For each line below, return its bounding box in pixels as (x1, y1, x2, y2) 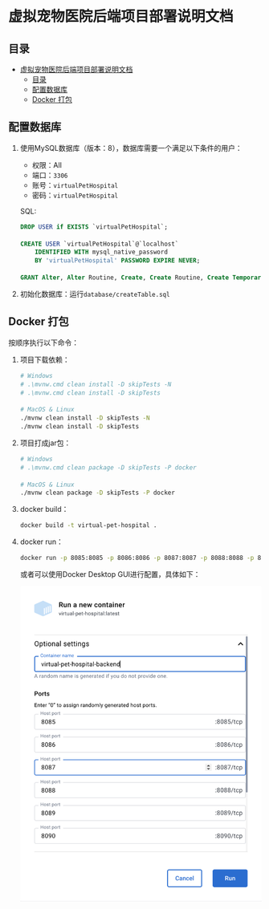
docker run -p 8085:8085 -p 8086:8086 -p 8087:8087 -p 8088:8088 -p (19, 554, 255, 562)
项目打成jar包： (19, 438, 71, 448)
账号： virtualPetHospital (31, 180, 119, 189)
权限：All (31, 160, 63, 169)
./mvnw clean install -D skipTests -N (19, 414, 150, 422)
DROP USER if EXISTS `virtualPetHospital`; (19, 222, 169, 231)
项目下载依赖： (19, 355, 70, 364)
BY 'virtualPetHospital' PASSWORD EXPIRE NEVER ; (35, 257, 201, 265)
